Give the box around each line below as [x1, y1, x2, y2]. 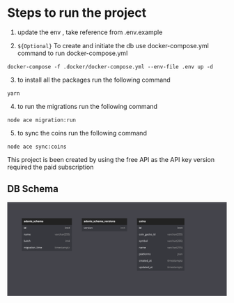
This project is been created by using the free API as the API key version [7, 155, 214, 163]
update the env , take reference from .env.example [17, 28, 163, 36]
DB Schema [7, 183, 59, 195]
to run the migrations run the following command [17, 102, 158, 110]
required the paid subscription [7, 163, 94, 171]
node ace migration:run [7, 117, 77, 124]
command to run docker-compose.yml [17, 49, 128, 57]
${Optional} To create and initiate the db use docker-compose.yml [17, 41, 209, 50]
